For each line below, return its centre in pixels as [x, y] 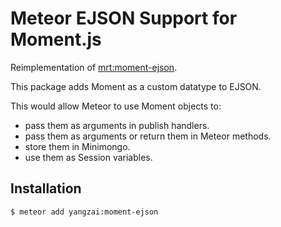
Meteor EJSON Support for [124, 18]
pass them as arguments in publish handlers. [117, 125]
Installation [46, 188]
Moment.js [56, 39]
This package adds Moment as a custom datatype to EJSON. [136, 86]
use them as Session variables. [88, 157]
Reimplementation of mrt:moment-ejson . [94, 67]
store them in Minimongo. [77, 146]
